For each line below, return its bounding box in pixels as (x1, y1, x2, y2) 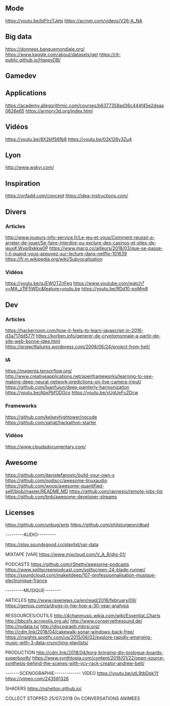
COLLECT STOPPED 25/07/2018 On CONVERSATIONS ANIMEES (5, 695, 141, 701)
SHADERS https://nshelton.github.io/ (5, 686, 82, 692)
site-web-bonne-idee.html (5, 338, 61, 344)
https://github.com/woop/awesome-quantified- (5, 483, 105, 489)
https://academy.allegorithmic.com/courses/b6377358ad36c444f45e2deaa (5, 102, 164, 109)
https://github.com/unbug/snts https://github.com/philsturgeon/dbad (5, 522, 150, 528)
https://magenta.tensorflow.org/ (5, 368, 72, 374)
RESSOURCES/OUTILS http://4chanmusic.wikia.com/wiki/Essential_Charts (5, 613, 161, 619)
